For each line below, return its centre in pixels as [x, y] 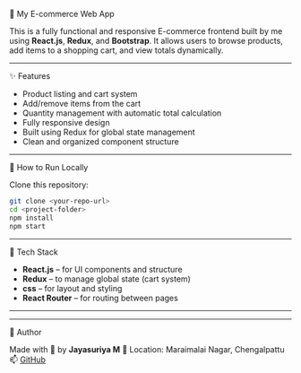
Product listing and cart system [80, 94]
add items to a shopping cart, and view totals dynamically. [116, 50]
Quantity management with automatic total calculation [122, 113]
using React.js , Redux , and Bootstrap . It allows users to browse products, [146, 41]
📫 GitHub [28, 360]
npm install [31, 218]
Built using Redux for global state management [108, 132]
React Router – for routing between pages [100, 298]
